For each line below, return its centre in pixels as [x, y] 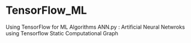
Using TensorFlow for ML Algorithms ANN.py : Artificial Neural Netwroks [95, 27]
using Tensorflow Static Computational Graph [62, 33]
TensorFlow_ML [47, 10]
